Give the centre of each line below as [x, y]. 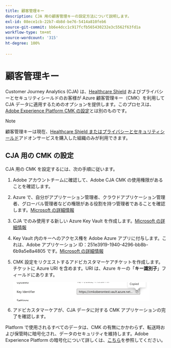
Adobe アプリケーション [52, 244]
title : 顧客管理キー [25, 11]
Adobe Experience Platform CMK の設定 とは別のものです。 [67, 111]
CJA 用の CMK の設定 [40, 156]
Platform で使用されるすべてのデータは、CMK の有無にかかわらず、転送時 [83, 327]
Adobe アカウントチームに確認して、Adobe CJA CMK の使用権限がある [88, 180]
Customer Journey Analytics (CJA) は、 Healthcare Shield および [73, 91]
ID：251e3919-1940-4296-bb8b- [113, 244]
